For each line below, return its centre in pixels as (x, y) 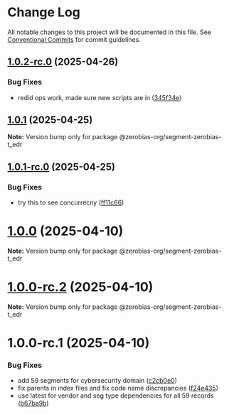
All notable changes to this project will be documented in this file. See (110, 32)
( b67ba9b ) (33, 403)
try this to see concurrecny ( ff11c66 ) (71, 202)
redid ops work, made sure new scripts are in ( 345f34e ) (100, 97)
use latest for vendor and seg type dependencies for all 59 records (116, 396)
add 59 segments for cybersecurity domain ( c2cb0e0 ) (97, 381)
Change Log (44, 12)
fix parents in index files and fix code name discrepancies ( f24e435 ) (118, 388)
